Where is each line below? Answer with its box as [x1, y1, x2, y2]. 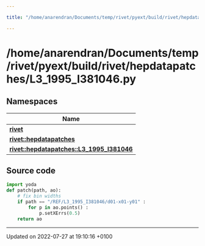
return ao [17, 215, 43, 222]
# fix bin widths [17, 193, 62, 199]
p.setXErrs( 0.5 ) [38, 210, 81, 216]
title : [6, 14, 23, 20]
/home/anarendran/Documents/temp [6, 46, 199, 60]
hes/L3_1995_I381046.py [6, 72, 136, 86]
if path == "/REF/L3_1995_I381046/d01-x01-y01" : [17, 199, 146, 205]
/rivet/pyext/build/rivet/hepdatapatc [6, 59, 196, 73]
